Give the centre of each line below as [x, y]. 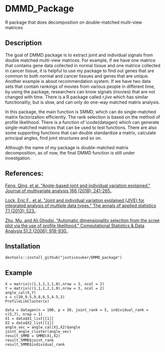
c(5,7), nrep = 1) [24, 314]
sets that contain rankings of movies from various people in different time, [80, 86]
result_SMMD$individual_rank [35, 345]
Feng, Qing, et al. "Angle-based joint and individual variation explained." [78, 185]
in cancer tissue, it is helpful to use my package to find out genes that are [80, 71]
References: [24, 174]
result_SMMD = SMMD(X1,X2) [33, 336]
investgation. [18, 158]
